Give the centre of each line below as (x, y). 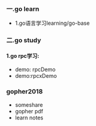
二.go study (24, 40)
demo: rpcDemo (35, 69)
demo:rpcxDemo (36, 76)
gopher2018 (25, 92)
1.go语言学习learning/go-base (52, 23)
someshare (29, 105)
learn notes (29, 118)
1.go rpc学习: (23, 55)
